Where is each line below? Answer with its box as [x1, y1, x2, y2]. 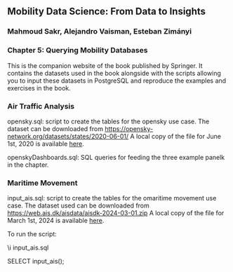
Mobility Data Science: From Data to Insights [7, 6, 206, 18]
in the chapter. [7, 161, 49, 169]
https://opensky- [105, 124, 153, 132]
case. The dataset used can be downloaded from [7, 201, 149, 210]
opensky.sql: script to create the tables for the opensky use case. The [7, 117, 210, 125]
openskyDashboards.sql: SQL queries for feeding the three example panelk [7, 153, 225, 161]
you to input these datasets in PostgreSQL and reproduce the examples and [7, 76, 227, 85]
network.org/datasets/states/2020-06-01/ [7, 132, 129, 140]
